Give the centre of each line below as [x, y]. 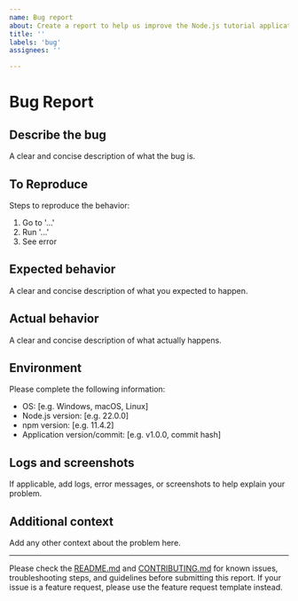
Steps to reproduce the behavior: [70, 205]
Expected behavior [63, 269]
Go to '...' [38, 222]
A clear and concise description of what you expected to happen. [129, 290]
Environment [46, 368]
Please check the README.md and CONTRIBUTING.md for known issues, [144, 568]
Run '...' [35, 232]
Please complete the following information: [87, 389]
